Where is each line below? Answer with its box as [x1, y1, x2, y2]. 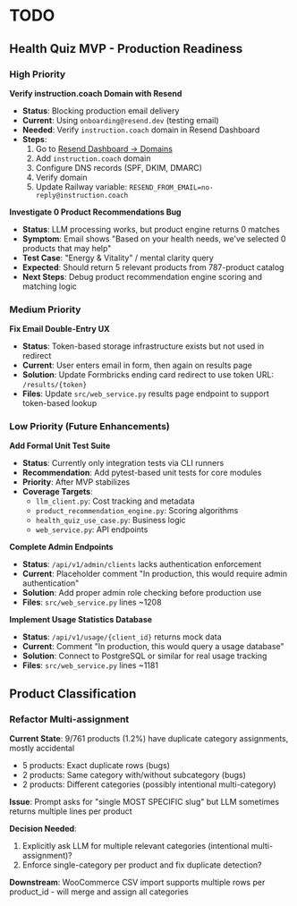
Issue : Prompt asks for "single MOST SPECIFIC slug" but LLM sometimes [9, 797, 280, 808]
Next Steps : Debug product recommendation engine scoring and [21, 271, 262, 282]
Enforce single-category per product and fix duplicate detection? [21, 859, 262, 870]
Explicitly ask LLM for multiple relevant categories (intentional [21, 841, 250, 851]
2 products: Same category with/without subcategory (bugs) [21, 770, 246, 781]
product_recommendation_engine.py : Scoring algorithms [35, 505, 239, 516]
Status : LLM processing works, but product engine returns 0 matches [21, 224, 280, 234]
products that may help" [21, 242, 112, 253]
